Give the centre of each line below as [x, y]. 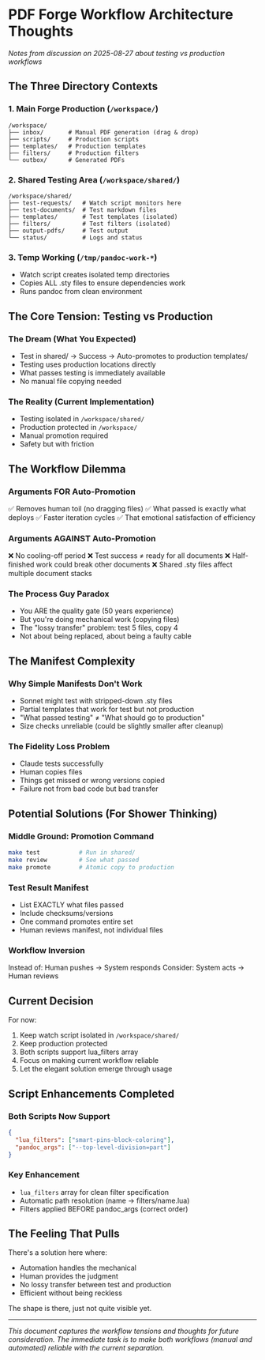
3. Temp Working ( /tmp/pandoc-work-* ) [83, 257]
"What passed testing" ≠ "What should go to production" [112, 718]
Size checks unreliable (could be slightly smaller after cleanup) [121, 726]
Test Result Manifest [49, 887]
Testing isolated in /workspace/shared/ [82, 419]
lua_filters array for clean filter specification [94, 1192]
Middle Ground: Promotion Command [81, 836]
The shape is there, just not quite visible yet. [80, 1309]
